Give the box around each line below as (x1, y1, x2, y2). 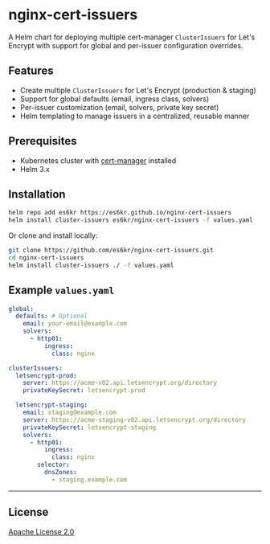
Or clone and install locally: (8, 231, 98, 240)
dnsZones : (43, 468, 78, 477)
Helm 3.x (19, 164, 50, 174)
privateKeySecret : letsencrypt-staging (22, 423, 157, 432)
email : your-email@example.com (22, 320, 128, 328)
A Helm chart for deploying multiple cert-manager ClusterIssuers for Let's (8, 32, 256, 42)
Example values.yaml (8, 284, 115, 297)
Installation (8, 187, 66, 201)
